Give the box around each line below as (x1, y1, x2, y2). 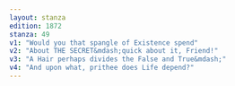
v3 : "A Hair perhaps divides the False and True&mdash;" (9, 55, 227, 64)
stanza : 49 (9, 30, 50, 39)
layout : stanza (9, 13, 66, 22)
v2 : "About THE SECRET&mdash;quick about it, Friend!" (9, 47, 219, 56)
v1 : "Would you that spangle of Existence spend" (9, 38, 199, 47)
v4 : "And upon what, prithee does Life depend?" (9, 64, 195, 73)
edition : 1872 (9, 21, 63, 30)
